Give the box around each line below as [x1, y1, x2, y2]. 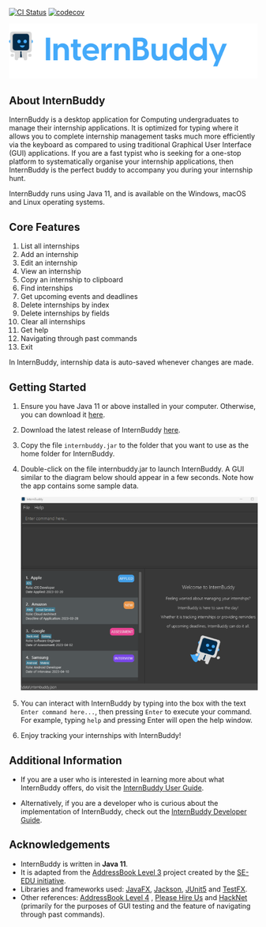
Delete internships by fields [20, 308, 110, 318]
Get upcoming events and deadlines [20, 292, 138, 301]
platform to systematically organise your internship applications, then [9, 157, 234, 166]
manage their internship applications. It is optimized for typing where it [9, 123, 239, 133]
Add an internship [20, 250, 79, 259]
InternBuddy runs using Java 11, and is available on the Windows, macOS [9, 189, 247, 199]
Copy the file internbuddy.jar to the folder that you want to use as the [20, 440, 249, 450]
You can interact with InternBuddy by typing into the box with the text [20, 698, 247, 708]
